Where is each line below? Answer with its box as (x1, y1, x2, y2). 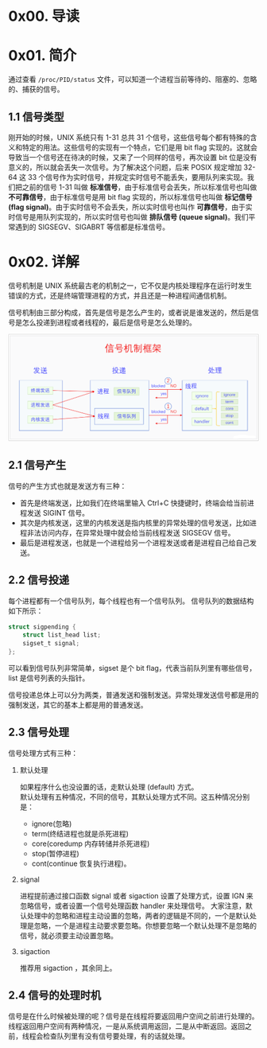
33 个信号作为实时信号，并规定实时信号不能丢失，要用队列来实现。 (27, 172, 248, 181)
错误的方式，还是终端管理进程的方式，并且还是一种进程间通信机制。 (8, 290, 231, 300)
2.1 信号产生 (8, 458, 67, 472)
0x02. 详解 (8, 253, 79, 271)
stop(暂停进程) (31, 848, 79, 858)
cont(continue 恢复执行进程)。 (31, 859, 131, 868)
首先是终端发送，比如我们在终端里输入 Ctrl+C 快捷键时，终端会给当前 (19, 498, 248, 508)
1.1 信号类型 (8, 110, 65, 123)
